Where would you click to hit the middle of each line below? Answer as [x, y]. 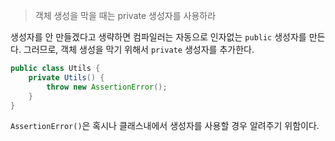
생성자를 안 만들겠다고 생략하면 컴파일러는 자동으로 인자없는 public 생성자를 [158, 37]
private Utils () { [66, 77]
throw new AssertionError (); [107, 87]
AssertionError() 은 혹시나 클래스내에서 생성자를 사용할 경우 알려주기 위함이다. [165, 126]
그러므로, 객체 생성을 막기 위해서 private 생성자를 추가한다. [139, 49]
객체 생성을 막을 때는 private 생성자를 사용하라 [125, 15]
